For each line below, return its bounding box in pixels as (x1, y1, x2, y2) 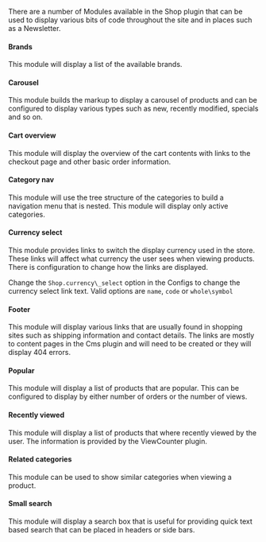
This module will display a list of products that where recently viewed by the (8, 427, 256, 437)
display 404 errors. (8, 348, 71, 357)
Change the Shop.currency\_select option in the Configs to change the (8, 278, 241, 287)
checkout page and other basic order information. (8, 157, 172, 166)
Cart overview (8, 131, 56, 140)
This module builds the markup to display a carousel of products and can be (8, 96, 258, 105)
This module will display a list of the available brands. (8, 60, 183, 69)
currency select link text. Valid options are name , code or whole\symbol (8, 287, 233, 296)
